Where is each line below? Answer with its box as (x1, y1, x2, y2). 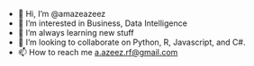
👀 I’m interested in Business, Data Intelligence (17, 18, 187, 29)
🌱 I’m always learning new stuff (17, 28, 134, 37)
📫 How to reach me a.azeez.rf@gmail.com (17, 47, 178, 57)
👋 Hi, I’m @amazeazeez (17, 9, 106, 19)
